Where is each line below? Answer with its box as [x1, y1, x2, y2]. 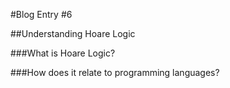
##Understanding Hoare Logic [10, 28, 136, 39]
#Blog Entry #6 [10, 9, 73, 20]
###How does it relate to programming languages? [10, 67, 220, 78]
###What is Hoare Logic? [10, 47, 116, 59]
